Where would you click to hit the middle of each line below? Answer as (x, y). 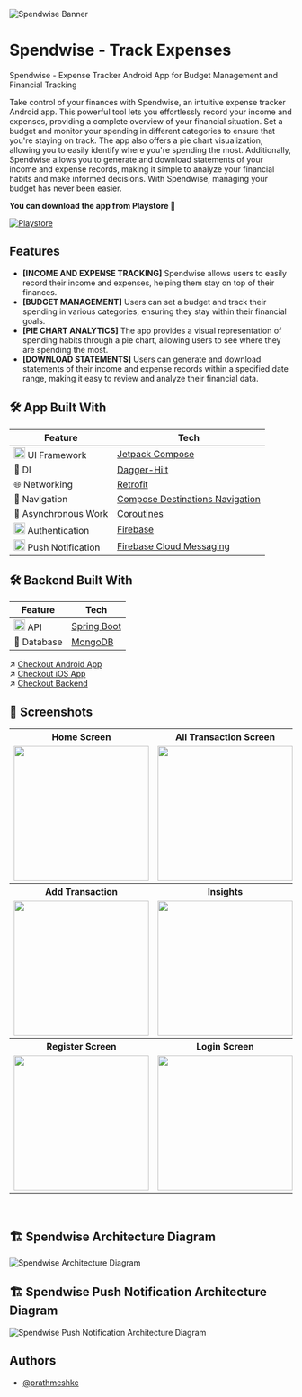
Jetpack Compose (155, 454)
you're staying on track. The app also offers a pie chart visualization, (136, 140)
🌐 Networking (44, 484)
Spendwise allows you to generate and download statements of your (136, 159)
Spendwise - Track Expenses (120, 50)
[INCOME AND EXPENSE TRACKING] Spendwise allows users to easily (155, 273)
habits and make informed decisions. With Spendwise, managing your (138, 178)
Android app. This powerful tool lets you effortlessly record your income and (151, 112)
